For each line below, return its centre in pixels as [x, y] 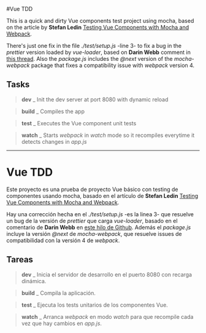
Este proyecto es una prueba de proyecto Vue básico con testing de [92, 189]
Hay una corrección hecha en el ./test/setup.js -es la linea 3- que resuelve [100, 214]
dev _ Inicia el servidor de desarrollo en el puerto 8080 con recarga [106, 274]
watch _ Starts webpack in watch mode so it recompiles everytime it [108, 135]
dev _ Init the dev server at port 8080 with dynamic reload [95, 99]
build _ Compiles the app [53, 111]
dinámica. [34, 281]
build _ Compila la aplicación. [59, 293]
